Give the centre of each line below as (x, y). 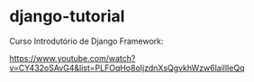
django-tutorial (67, 16)
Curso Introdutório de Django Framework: (86, 41)
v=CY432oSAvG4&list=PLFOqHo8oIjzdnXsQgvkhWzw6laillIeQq (127, 68)
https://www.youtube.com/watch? (73, 58)
